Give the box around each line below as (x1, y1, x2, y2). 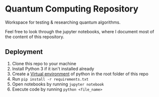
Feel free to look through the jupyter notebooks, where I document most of (5, 28, 154, 34)
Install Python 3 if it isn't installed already (12, 66, 95, 71)
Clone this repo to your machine (12, 60, 77, 66)
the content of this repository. (5, 34, 64, 40)
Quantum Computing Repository (5, 3, 139, 14)
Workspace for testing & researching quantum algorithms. (5, 19, 121, 25)
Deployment (5, 48, 43, 56)
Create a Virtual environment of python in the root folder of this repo (12, 71, 149, 77)
